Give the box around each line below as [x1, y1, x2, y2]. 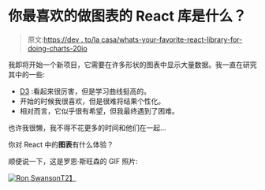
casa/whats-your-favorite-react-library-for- [101, 35, 243, 44]
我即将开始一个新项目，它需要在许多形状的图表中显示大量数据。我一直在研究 [8, 60, 257, 69]
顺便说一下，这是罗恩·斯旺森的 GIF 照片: [8, 156, 138, 166]
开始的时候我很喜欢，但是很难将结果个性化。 [19, 96, 166, 106]
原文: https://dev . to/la [27, 35, 100, 44]
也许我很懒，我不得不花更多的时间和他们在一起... [8, 123, 167, 132]
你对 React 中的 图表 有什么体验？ [8, 140, 114, 149]
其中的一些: [8, 69, 46, 79]
